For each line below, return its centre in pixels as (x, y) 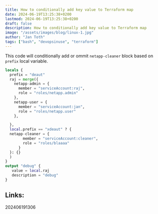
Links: (15, 195)
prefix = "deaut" (27, 74)
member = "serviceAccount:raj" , (51, 89)
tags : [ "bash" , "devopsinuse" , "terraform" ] (52, 42)
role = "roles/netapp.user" (47, 111)
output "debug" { (23, 166)
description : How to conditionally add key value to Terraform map (76, 28)
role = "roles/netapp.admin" (48, 93)
